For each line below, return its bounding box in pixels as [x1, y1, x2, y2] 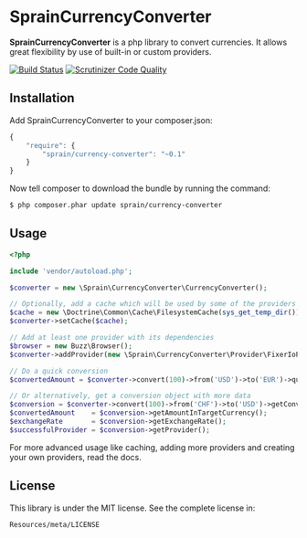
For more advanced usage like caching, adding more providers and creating [9, 441, 295, 453]
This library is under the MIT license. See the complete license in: [9, 502, 256, 513]
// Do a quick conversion [9, 366, 108, 375]
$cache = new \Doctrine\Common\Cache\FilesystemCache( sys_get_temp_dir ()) [9, 308, 301, 317]
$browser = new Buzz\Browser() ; [9, 341, 132, 351]
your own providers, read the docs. [9, 451, 142, 462]
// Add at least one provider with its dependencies [9, 333, 215, 343]
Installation [9, 90, 75, 106]
